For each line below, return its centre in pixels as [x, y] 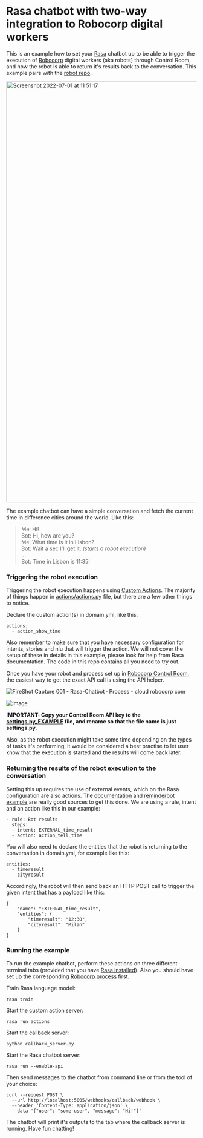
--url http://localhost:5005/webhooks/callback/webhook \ [86, 1100]
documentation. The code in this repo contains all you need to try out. [93, 662]
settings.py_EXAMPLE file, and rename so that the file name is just [91, 722]
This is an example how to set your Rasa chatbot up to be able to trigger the [101, 53]
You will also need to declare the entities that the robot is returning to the [97, 846]
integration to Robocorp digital [85, 24]
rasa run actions [28, 1021]
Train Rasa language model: [41, 988]
